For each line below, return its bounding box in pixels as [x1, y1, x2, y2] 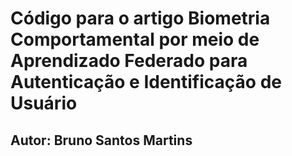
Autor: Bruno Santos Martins [10, 132, 193, 149]
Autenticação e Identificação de [10, 71, 282, 94]
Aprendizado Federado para [10, 50, 248, 72]
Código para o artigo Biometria [10, 7, 271, 30]
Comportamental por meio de [10, 28, 260, 51]
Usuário [10, 92, 78, 115]
